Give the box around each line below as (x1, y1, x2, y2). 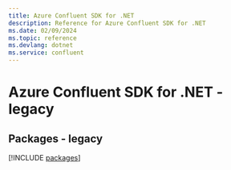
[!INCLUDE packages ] (8, 153, 81, 162)
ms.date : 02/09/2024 (8, 26, 78, 34)
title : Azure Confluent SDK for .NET (8, 11, 135, 20)
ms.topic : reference (8, 34, 78, 42)
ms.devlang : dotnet (8, 42, 74, 49)
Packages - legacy (8, 132, 103, 145)
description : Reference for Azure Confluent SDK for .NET (8, 19, 206, 27)
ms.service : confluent (8, 49, 84, 57)
